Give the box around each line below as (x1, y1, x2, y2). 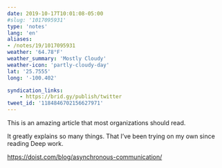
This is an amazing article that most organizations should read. (7, 119, 186, 127)
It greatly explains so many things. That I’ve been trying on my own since (7, 132, 216, 140)
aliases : (7, 36, 33, 43)
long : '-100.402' (7, 74, 57, 82)
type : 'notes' (7, 23, 48, 30)
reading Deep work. (7, 140, 64, 147)
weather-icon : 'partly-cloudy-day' (7, 62, 110, 68)
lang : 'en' (7, 29, 39, 37)
